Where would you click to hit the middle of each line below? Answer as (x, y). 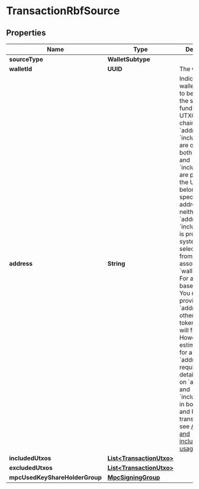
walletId (21, 69)
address (21, 263)
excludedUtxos (31, 468)
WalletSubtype (129, 59)
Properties (26, 33)
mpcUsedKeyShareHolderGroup (55, 477)
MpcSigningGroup (134, 477)
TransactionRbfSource (63, 11)
